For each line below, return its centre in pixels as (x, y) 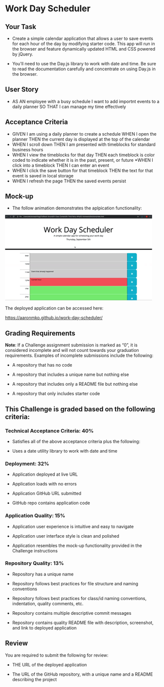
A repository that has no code (42, 365)
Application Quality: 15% (35, 515)
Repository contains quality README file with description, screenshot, (83, 623)
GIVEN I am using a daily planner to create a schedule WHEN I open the (84, 134)
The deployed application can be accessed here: (54, 308)
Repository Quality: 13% (35, 563)
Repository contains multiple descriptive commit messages (72, 613)
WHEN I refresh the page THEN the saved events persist (69, 181)
